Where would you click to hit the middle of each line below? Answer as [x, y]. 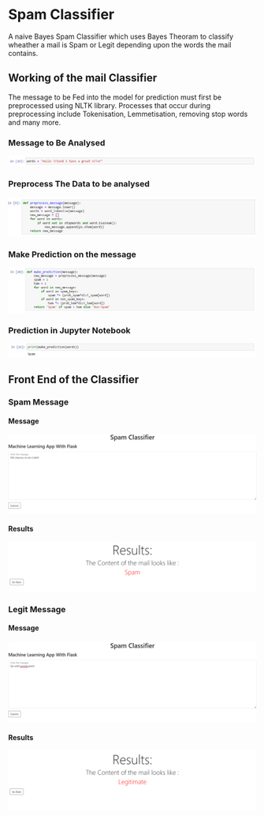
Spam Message [39, 402]
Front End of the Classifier [74, 380]
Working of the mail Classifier [83, 78]
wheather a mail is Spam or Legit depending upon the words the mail [120, 44]
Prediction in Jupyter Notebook [69, 330]
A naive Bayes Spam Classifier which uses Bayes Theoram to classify [121, 36]
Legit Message [37, 609]
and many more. [35, 122]
